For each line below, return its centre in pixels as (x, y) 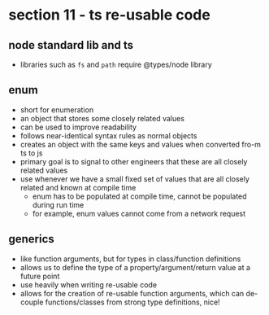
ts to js (31, 153)
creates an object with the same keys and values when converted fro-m (141, 144)
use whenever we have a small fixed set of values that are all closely (135, 179)
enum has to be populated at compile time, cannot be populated (139, 196)
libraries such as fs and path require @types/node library (116, 64)
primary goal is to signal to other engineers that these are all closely (134, 161)
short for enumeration (57, 109)
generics (31, 239)
